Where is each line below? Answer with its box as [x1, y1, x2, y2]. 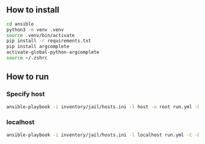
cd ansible [6, 21, 34, 27]
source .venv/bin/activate [6, 32, 75, 38]
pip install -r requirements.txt [6, 38, 92, 44]
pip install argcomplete [6, 44, 70, 50]
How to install [6, 5, 60, 15]
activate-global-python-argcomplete [6, 49, 99, 55]
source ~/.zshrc [6, 55, 48, 61]
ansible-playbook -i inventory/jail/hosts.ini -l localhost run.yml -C [6, 132, 192, 138]
